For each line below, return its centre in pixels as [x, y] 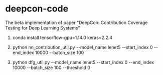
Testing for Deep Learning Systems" [43, 27]
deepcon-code [37, 9]
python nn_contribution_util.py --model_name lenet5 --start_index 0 [83, 47]
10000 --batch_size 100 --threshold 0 [51, 67]
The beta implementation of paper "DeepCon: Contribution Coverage [76, 22]
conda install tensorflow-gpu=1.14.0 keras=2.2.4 [62, 37]
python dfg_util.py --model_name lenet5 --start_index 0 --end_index [83, 62]
